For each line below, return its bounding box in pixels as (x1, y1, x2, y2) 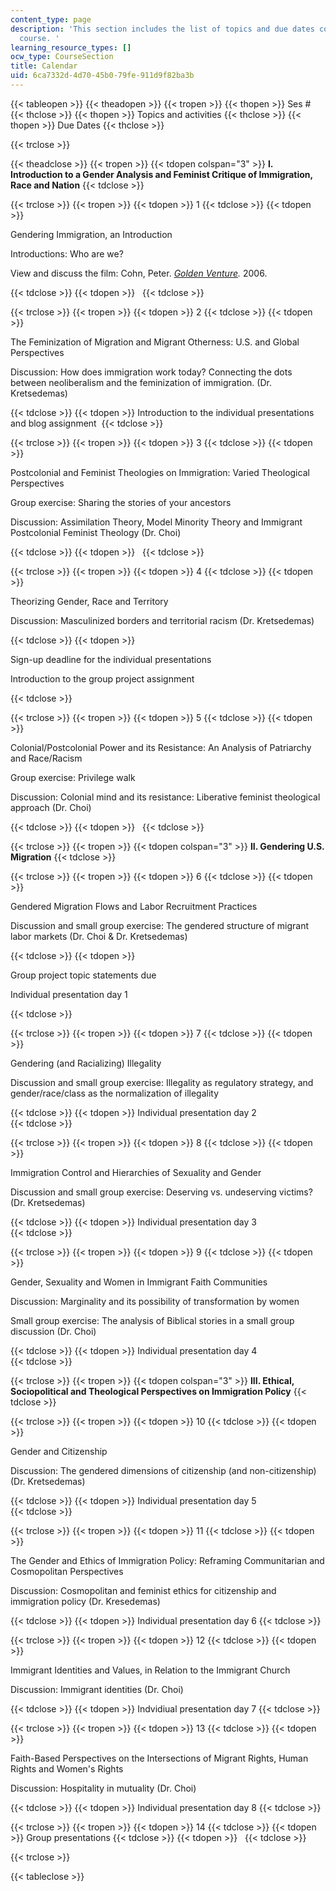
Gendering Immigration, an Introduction (10, 228, 173, 240)
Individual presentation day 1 (10, 988, 128, 1000)
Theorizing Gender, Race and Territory (10, 595, 169, 607)
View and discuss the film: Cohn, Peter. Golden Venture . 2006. (10, 267, 268, 279)
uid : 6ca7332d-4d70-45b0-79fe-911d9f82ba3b (10, 71, 195, 81)
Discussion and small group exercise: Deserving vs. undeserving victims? (10, 1186, 313, 1198)
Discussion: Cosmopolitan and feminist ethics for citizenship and (10, 1584, 277, 1596)
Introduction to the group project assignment (10, 672, 195, 685)
